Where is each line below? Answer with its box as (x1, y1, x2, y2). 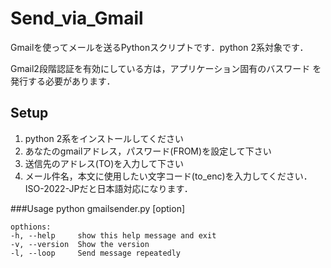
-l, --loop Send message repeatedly (10, 248, 182, 258)
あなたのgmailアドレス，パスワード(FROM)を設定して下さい (24, 145, 272, 157)
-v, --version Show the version (10, 239, 150, 249)
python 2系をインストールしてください (24, 132, 185, 144)
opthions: (10, 222, 52, 232)
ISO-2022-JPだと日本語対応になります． (24, 182, 193, 194)
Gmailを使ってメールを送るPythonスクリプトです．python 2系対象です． (10, 41, 309, 53)
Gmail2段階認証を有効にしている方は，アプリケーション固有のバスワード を (10, 62, 322, 74)
